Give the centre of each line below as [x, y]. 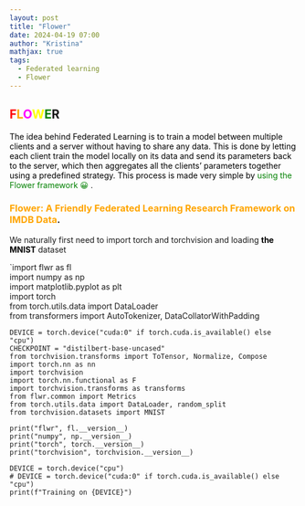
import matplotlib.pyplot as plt [66, 286]
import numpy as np [47, 277]
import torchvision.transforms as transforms [97, 388]
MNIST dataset [38, 249]
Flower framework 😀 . [52, 184]
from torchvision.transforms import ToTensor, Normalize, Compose [138, 356]
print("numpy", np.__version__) [71, 436]
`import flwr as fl [41, 267]
